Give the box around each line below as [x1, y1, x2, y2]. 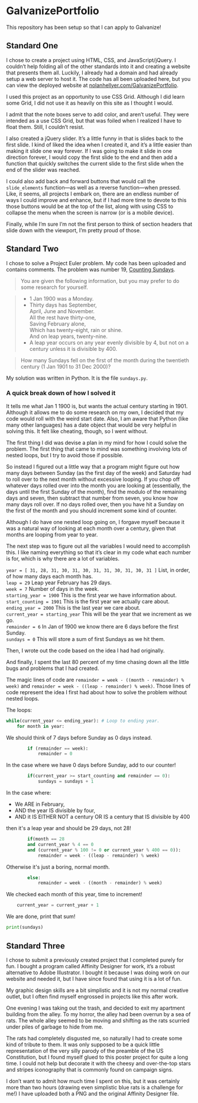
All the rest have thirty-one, [29, 314, 96, 321]
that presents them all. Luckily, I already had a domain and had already [6, 69, 178, 76]
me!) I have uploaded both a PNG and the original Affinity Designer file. [6, 1090, 179, 1097]
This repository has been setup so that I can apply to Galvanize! [6, 24, 161, 31]
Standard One [6, 41, 59, 51]
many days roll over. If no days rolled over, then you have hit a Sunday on [6, 500, 184, 507]
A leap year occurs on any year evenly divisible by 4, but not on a [29, 339, 189, 346]
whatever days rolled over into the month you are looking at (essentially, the [6, 481, 191, 489]
